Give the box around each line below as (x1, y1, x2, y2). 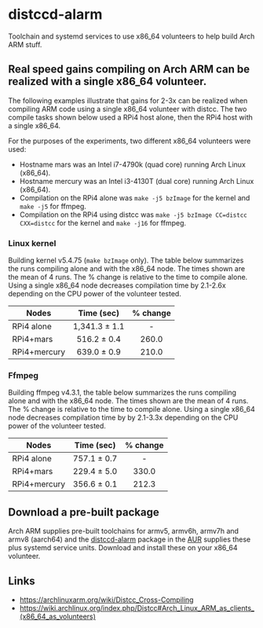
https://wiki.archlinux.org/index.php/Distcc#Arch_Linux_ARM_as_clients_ (19, 603, 255, 612)
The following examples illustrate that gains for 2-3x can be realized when (8, 96, 248, 105)
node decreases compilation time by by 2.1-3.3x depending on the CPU (8, 413, 239, 422)
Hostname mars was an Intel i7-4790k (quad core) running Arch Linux (19, 160, 246, 169)
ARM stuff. (8, 39, 42, 49)
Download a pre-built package (8, 505, 159, 519)
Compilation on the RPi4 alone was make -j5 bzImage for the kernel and (19, 193, 250, 202)
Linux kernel (8, 237, 57, 248)
